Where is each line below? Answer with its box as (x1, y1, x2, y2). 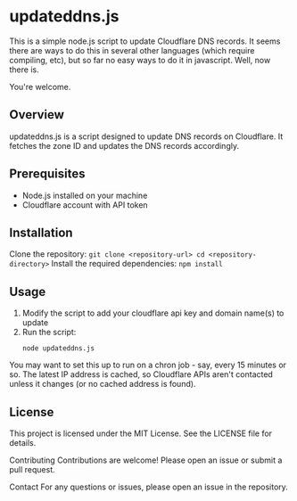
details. (9, 438, 37, 448)
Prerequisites (9, 167, 86, 182)
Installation (9, 225, 73, 240)
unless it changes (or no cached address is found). (9, 379, 196, 390)
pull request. (9, 464, 55, 474)
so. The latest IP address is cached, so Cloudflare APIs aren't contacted (9, 369, 274, 380)
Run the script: (21, 327, 77, 338)
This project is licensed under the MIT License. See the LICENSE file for (9, 428, 273, 439)
